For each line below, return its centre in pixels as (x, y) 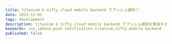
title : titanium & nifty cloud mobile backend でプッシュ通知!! (72, 10)
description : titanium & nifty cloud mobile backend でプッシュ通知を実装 (83, 24)
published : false (24, 33)
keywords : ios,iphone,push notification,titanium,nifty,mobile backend (83, 29)
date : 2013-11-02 (24, 15)
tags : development (25, 19)
